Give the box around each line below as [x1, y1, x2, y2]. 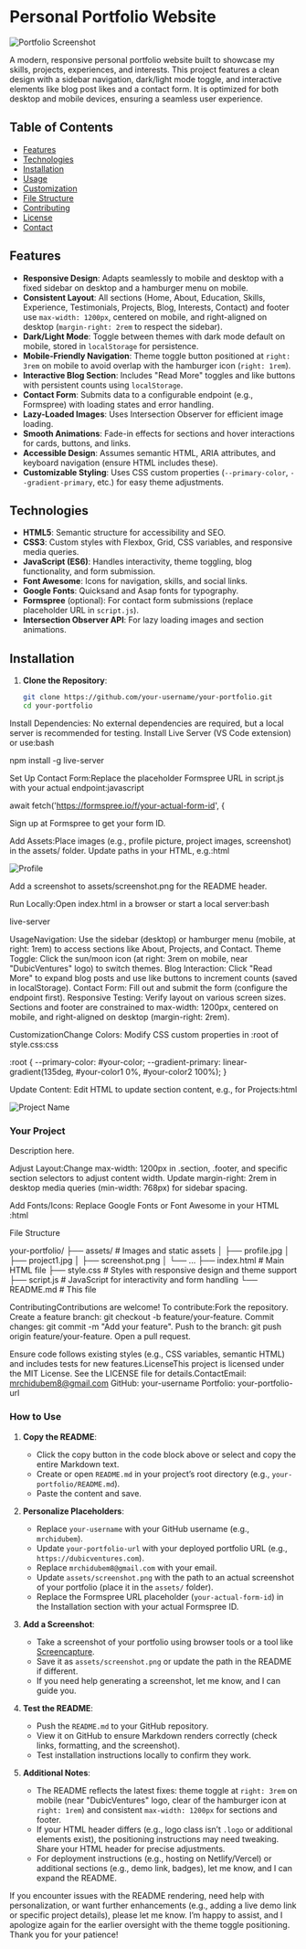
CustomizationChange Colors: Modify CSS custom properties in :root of [9, 1028, 280, 1039]
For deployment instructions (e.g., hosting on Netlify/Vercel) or [36, 1853, 272, 1864]
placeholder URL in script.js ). [22, 605, 140, 616]
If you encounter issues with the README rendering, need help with [9, 1890, 265, 1901]
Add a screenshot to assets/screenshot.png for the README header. [9, 880, 268, 891]
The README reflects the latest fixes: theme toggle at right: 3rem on [36, 1784, 298, 1795]
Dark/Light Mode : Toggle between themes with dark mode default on [22, 331, 286, 342]
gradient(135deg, [9, 1066, 74, 1077]
